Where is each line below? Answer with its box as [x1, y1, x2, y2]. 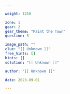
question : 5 [5, 33, 29, 39]
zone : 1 [5, 20, 21, 25]
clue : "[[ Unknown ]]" [5, 47, 51, 52]
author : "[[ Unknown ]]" [5, 68, 55, 74]
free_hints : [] [5, 51, 36, 56]
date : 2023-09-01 [5, 78, 40, 82]
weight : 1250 [5, 11, 31, 16]
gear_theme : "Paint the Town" [5, 29, 66, 34]
